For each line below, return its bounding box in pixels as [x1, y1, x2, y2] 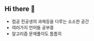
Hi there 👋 [4, 5, 35, 13]
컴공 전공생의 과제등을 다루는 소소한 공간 [11, 18, 89, 24]
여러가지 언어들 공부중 [11, 24, 54, 30]
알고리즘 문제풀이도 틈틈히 [11, 30, 62, 37]
